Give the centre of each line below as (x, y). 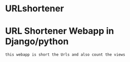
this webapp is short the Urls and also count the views (65, 55)
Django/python (37, 42)
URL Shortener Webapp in (60, 31)
